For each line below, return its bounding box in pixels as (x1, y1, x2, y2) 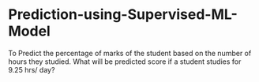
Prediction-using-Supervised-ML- (8, 6, 238, 24)
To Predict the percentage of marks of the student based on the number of (8, 48, 252, 58)
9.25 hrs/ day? (8, 65, 55, 74)
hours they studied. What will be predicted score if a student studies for (8, 57, 242, 66)
